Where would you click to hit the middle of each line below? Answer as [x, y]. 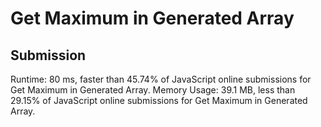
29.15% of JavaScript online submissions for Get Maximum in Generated [159, 100]
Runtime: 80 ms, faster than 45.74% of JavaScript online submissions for [161, 79]
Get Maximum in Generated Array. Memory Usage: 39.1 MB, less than [153, 90]
